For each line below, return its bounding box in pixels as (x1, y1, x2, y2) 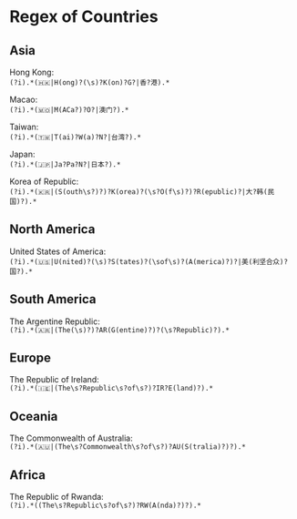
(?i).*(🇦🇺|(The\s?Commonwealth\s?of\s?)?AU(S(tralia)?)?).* (9, 443, 246, 452)
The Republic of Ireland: (9, 374, 100, 385)
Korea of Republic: (9, 176, 79, 187)
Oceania (9, 408, 58, 424)
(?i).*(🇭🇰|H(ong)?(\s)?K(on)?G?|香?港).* (9, 78, 170, 87)
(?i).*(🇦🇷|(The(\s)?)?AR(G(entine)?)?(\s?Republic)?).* (9, 325, 230, 334)
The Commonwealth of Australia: (9, 432, 134, 443)
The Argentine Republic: (9, 316, 100, 327)
